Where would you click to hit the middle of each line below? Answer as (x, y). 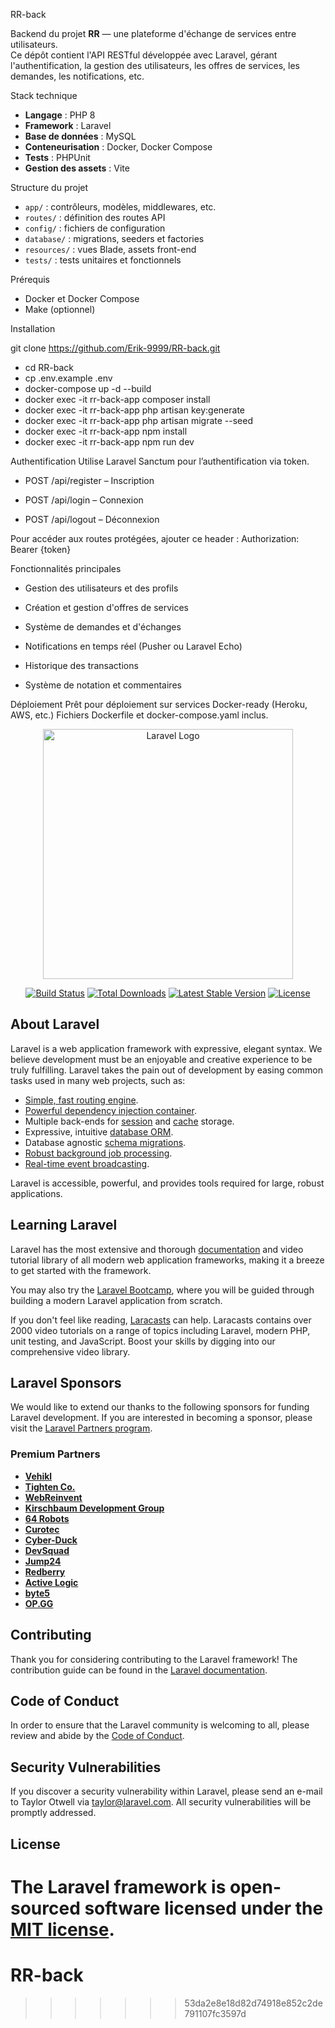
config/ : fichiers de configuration (95, 228)
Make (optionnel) (60, 309)
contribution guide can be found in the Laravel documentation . (139, 1670)
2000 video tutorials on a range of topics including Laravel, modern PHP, (160, 1330)
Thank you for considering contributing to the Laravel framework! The (154, 1659)
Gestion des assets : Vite (77, 168)
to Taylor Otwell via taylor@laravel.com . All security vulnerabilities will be (161, 1802)
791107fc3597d (215, 2013)
